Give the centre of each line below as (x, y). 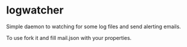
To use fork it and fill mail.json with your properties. (69, 38)
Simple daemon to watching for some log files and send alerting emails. (93, 26)
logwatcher (35, 10)
